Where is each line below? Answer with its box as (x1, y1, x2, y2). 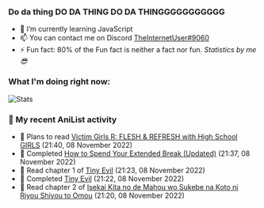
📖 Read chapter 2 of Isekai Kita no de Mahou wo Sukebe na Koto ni (19, 182, 239, 191)
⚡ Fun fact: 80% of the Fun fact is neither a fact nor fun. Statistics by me (19, 45, 257, 55)
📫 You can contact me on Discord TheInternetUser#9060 (19, 33, 210, 43)
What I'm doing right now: (8, 76, 111, 87)
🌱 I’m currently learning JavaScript (19, 25, 133, 34)
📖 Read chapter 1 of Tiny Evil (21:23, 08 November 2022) (19, 165, 206, 175)
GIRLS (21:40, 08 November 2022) (19, 140, 133, 149)
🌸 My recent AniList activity (8, 114, 117, 125)
